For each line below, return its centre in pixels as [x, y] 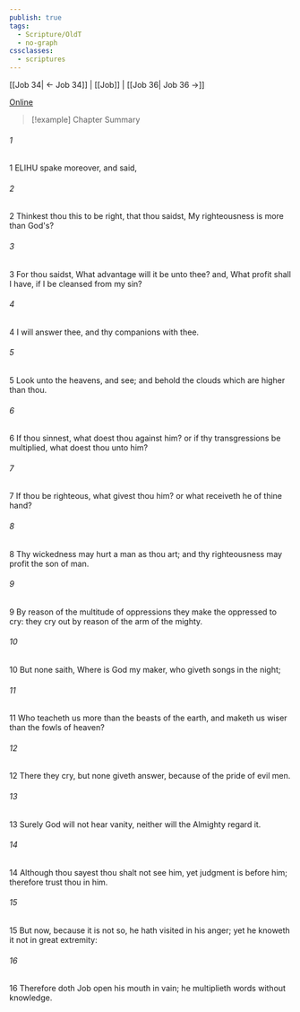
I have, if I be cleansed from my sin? [76, 284]
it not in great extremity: [53, 940]
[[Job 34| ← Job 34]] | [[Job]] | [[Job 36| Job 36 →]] [107, 85]
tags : [19, 26]
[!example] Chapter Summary [86, 119]
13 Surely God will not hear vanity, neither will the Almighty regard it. [135, 824]
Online [21, 102]
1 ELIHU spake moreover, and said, [73, 168]
